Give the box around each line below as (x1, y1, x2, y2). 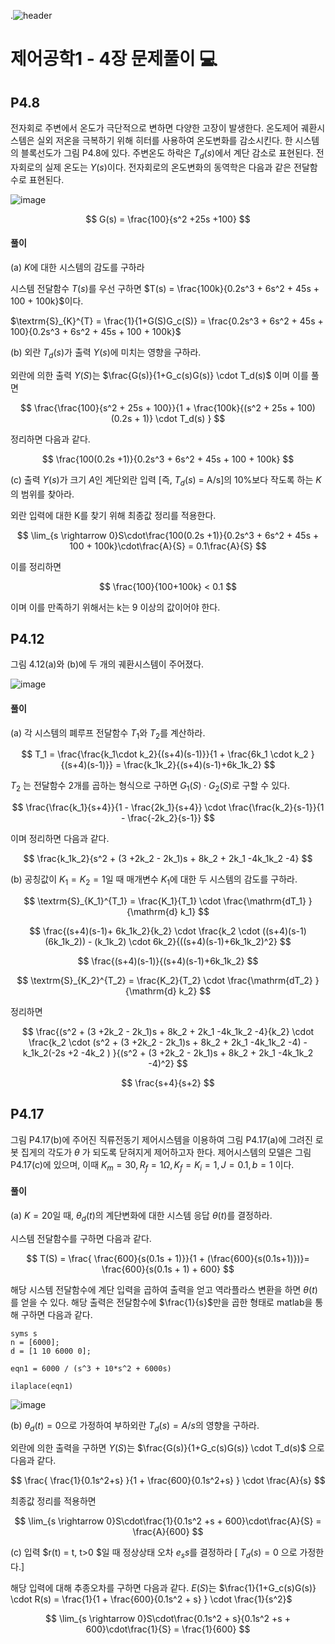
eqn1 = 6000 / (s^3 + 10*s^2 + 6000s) (10, 1363, 172, 1374)
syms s (10, 1328, 38, 1339)
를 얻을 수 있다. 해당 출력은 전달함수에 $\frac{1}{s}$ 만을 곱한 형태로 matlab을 (10, 1296, 313, 1308)
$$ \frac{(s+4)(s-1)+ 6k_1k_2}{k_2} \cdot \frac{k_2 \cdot (29, 925, 261, 937)
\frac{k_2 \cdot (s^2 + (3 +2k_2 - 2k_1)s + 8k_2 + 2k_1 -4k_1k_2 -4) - (28, 1036, 308, 1048)
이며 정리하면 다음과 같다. (10, 833, 110, 845)
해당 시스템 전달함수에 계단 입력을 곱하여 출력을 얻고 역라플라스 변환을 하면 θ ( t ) (10, 1283, 318, 1295)
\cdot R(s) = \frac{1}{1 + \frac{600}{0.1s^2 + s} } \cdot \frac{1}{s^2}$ (10, 1593, 293, 1605)
